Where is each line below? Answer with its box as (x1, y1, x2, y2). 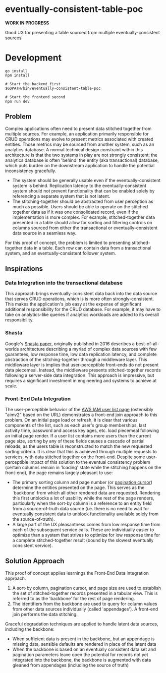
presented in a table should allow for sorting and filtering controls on (12, 219, 153, 225)
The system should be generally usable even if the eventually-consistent (12, 177, 161, 183)
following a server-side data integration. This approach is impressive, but (5, 372, 155, 378)
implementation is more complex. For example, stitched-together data (12, 214, 155, 220)
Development (5, 52, 62, 63)
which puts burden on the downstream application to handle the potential (5, 162, 155, 168)
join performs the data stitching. (12, 611, 78, 617)
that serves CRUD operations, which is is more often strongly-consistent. (5, 296, 154, 302)
